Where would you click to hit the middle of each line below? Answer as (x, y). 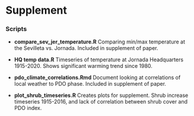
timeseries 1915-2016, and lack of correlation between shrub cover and (101, 102)
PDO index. (28, 108)
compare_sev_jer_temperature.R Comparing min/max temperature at (99, 42)
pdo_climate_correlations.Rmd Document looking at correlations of (97, 77)
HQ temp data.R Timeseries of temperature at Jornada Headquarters (99, 59)
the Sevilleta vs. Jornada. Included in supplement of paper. (86, 48)
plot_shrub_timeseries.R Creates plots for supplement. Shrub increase (101, 95)
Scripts (16, 29)
